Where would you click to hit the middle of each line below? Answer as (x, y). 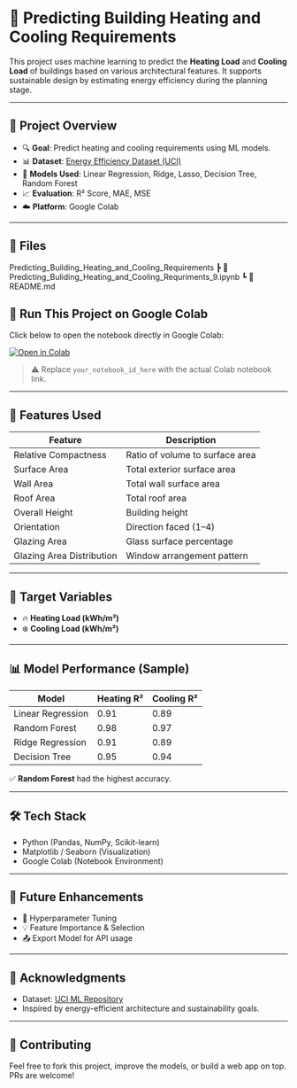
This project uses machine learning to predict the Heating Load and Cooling (148, 61)
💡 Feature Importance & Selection (84, 928)
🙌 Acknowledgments (68, 978)
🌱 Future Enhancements (76, 897)
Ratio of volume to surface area (191, 455)
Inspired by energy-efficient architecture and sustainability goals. (141, 1008)
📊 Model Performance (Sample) (99, 669)
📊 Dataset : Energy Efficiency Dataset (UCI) (102, 161)
